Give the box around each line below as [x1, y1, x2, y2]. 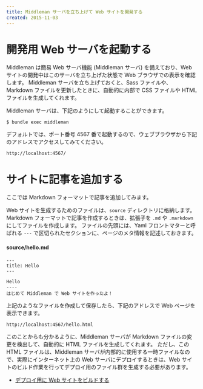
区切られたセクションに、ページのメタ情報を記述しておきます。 [38, 229, 197, 237]
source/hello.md [6, 244, 50, 251]
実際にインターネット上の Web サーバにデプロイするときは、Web [16, 356, 181, 363]
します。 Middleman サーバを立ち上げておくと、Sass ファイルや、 [6, 79, 171, 86]
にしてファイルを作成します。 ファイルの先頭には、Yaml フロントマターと [6, 222, 191, 229]
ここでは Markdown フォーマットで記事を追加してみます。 [6, 194, 152, 201]
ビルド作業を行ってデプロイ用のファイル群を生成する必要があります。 [16, 363, 191, 371]
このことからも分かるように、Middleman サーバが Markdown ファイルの [6, 332, 187, 340]
